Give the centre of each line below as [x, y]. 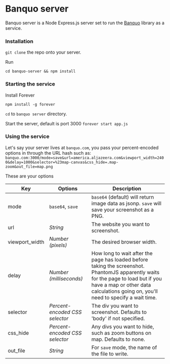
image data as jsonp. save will [126, 203]
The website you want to [121, 224]
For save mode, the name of [124, 347]
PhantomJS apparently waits [125, 272]
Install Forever [20, 95]
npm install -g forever [30, 104]
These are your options [30, 176]
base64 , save [63, 206]
